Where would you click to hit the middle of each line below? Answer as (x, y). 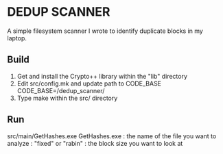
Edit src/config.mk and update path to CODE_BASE (89, 84)
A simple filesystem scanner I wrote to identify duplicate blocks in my (105, 31)
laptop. (17, 38)
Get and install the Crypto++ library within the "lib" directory (102, 76)
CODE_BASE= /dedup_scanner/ (61, 90)
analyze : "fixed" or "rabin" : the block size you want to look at (95, 143)
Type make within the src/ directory (67, 98)
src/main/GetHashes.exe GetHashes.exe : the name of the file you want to (112, 136)
